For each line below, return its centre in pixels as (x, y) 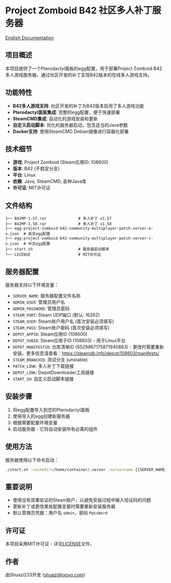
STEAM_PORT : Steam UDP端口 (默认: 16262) (56, 315)
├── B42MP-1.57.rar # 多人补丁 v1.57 (59, 219)
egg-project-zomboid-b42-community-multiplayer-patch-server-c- (84, 238)
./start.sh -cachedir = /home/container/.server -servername (69, 469)
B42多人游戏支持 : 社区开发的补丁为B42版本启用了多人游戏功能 (78, 106)
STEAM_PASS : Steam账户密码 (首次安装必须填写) (61, 328)
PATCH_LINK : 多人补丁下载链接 (43, 366)
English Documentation (30, 38)
